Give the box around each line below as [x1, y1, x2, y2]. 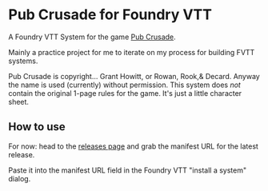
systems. [8, 56, 38, 66]
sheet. [8, 97, 30, 106]
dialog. [8, 173, 31, 183]
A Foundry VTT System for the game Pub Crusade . [8, 32, 176, 42]
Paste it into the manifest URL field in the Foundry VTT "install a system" [8, 165, 246, 175]
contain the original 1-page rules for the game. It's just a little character [8, 88, 242, 97]
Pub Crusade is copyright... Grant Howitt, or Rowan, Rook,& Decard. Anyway [8, 71, 260, 81]
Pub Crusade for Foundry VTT [8, 6, 212, 24]
